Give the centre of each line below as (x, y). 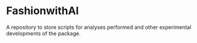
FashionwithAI (42, 11)
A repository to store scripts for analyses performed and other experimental (99, 27)
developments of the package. (44, 33)
